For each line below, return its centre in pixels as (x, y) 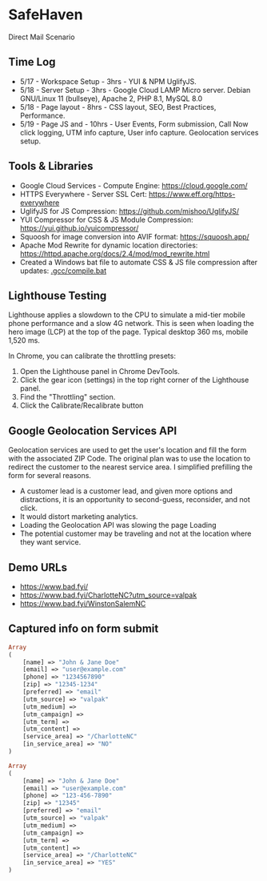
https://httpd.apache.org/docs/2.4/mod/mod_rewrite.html (115, 253)
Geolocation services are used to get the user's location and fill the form (128, 450)
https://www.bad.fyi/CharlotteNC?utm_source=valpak (108, 595)
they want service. (50, 542)
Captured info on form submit (84, 629)
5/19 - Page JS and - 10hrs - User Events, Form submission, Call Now (134, 124)
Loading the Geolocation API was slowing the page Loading (118, 525)
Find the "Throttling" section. (68, 397)
